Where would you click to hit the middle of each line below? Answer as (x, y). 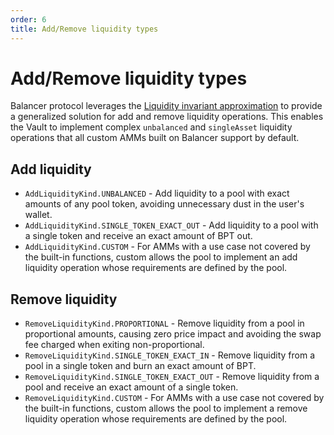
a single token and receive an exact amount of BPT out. (138, 236)
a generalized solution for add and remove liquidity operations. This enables (167, 117)
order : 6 (28, 19)
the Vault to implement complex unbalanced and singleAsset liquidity (151, 127)
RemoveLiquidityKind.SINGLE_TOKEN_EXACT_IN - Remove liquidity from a (169, 355)
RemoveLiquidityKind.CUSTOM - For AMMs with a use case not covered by (174, 398)
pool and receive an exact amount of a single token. (131, 387)
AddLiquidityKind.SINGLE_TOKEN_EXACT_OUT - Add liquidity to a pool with (171, 225)
